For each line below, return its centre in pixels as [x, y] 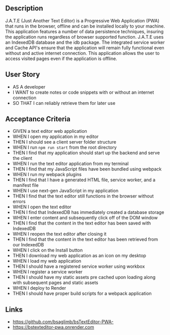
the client [22, 158]
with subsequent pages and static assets [55, 283]
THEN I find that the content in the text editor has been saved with [82, 223]
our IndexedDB [28, 245]
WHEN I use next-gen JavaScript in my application [65, 191]
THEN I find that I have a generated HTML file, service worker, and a [84, 180]
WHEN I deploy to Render [39, 288]
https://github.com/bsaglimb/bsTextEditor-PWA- [63, 322]
